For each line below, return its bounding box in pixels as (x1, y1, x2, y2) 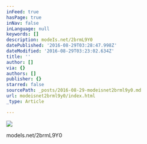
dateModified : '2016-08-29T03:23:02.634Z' (6, 48, 114, 54)
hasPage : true (6, 14, 42, 20)
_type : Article (6, 98, 45, 104)
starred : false (6, 82, 45, 88)
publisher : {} (6, 76, 42, 82)
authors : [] (6, 70, 36, 77)
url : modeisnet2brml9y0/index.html (6, 93, 96, 99)
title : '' (6, 54, 31, 60)
